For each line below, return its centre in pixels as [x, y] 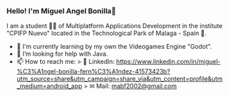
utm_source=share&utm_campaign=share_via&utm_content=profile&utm [120, 79]
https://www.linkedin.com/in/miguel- [168, 62]
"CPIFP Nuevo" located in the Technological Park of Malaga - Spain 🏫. [107, 33]
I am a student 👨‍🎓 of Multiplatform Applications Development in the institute [115, 26]
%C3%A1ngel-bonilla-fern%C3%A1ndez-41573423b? [93, 72]
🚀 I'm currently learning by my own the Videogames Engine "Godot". [114, 47]
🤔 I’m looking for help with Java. [62, 54]
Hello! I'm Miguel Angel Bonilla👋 [61, 11]
